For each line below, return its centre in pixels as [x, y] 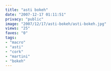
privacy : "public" [24, 19]
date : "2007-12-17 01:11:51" [36, 14]
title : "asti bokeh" [27, 10]
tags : [11, 38]
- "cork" [14, 51]
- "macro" [16, 42]
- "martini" [18, 56]
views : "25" [18, 28]
